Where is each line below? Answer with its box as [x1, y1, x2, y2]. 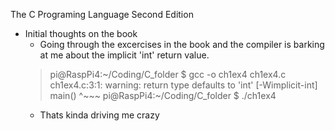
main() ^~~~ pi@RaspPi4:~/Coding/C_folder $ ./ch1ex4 [49, 90, 277, 101]
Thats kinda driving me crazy [39, 109, 160, 121]
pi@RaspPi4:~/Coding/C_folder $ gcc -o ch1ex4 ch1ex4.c [49, 69, 287, 80]
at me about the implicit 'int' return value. [39, 49, 210, 61]
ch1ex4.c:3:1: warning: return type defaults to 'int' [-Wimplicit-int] [49, 79, 318, 91]
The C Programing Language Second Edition [10, 9, 194, 20]
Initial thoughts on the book [24, 28, 138, 39]
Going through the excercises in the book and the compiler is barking [39, 39, 325, 50]
